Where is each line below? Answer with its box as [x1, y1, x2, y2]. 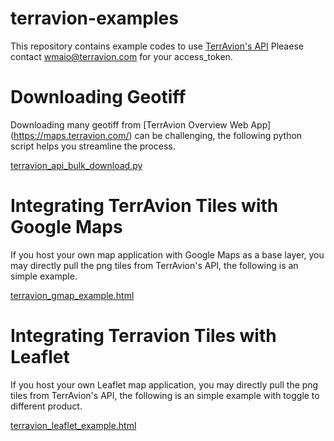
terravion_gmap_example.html [10, 289, 135, 301]
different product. [10, 400, 83, 412]
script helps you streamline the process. [10, 140, 176, 152]
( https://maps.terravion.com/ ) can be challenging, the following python [10, 129, 303, 141]
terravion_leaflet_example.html [10, 419, 137, 431]
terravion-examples [10, 7, 179, 30]
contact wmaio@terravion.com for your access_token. [10, 50, 233, 62]
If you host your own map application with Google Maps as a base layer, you [10, 248, 325, 261]
